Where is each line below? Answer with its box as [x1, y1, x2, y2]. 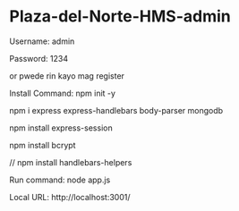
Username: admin [9, 36, 75, 46]
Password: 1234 [9, 53, 69, 63]
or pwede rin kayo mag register [9, 70, 125, 81]
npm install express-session [9, 122, 114, 133]
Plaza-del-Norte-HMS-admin [9, 6, 231, 27]
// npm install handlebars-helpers [9, 156, 132, 167]
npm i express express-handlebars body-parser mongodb [9, 105, 224, 115]
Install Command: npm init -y [9, 88, 116, 98]
